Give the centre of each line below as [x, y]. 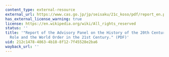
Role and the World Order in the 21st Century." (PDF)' [69, 38]
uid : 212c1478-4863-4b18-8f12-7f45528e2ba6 [52, 42]
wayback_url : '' [22, 47]
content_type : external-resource [40, 10]
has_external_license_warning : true [44, 19]
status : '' [17, 28]
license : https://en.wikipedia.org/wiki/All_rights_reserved [71, 24]
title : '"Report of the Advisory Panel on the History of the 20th [77, 33]
